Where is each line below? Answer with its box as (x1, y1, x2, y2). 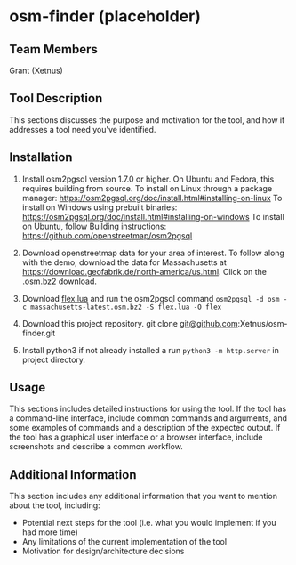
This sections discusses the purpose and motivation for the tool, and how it (9, 114, 285, 125)
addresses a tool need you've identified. (9, 124, 156, 134)
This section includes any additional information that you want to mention (9, 491, 278, 502)
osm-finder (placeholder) (9, 6, 202, 27)
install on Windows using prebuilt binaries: (21, 202, 178, 213)
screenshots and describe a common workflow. (9, 441, 184, 452)
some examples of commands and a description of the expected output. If (9, 423, 281, 433)
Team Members (9, 42, 98, 57)
